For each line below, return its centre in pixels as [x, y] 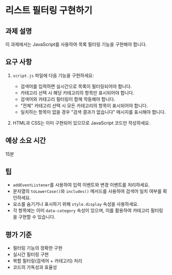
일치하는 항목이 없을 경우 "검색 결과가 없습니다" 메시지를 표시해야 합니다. [93, 112]
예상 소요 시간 [26, 141]
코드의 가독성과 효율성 [35, 267]
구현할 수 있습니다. [37, 217]
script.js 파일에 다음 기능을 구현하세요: [53, 75]
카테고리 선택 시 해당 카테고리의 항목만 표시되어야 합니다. [77, 92]
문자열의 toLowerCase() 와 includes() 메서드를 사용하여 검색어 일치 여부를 [87, 191]
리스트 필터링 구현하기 [49, 11]
